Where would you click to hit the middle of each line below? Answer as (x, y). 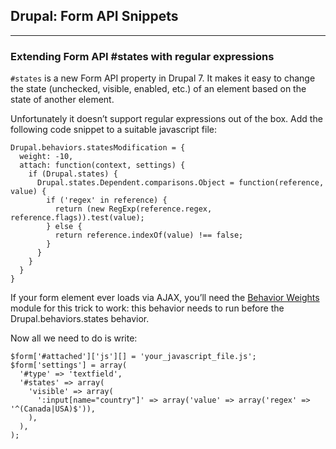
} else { (64, 227)
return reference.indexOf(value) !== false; (149, 235)
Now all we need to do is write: (74, 338)
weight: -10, (46, 157)
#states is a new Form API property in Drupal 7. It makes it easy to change (163, 78)
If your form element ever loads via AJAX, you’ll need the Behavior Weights (165, 298)
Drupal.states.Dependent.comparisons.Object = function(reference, (180, 183)
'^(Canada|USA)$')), (53, 409)
